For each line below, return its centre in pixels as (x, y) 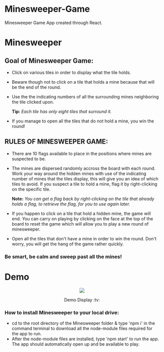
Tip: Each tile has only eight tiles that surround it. (62, 111)
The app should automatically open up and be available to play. (76, 344)
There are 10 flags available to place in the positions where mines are (82, 153)
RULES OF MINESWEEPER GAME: (56, 142)
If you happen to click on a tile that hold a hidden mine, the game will (81, 213)
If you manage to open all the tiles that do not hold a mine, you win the (83, 121)
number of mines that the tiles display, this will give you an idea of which (85, 178)
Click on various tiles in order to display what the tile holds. (71, 72)
